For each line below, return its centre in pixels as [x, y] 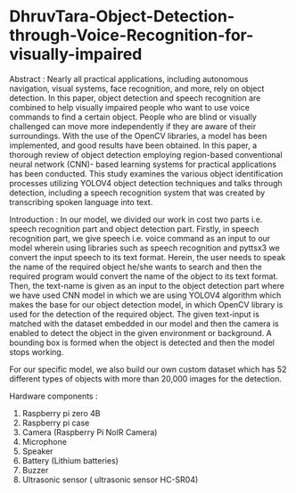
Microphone [44, 441]
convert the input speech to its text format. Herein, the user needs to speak [148, 257]
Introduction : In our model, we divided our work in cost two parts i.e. [136, 219]
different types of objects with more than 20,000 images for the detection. [146, 378]
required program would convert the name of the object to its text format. [144, 276]
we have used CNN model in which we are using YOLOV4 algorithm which [145, 295]
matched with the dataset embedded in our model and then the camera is [144, 324]
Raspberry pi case [56, 423]
